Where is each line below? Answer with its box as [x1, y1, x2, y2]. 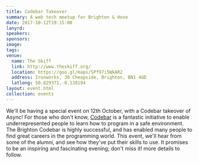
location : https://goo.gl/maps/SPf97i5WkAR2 [11, 69, 123, 75]
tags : [6, 47, 20, 53]
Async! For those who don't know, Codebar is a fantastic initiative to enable [6, 113, 190, 120]
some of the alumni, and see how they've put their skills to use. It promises [6, 138, 188, 145]
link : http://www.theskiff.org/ [11, 63, 92, 70]
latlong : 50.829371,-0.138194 [11, 80, 86, 86]
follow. [6, 151, 22, 158]
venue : [6, 53, 22, 58]
